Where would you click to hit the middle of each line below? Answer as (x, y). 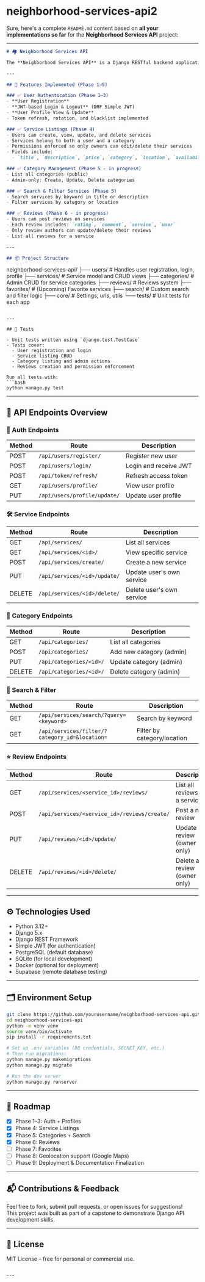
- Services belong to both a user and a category (71, 141)
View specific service (156, 552)
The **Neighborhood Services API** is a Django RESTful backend (90, 62)
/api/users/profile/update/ (79, 496)
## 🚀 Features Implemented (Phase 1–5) (57, 85)
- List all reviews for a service (50, 236)
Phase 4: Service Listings (47, 1128)
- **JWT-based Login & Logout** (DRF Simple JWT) (71, 107)
